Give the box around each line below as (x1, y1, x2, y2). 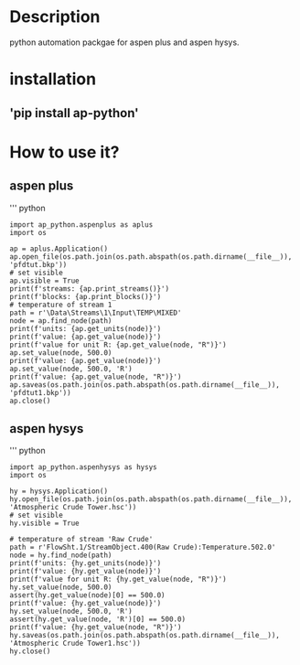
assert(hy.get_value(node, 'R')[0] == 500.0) (9, 615, 186, 624)
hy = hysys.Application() (9, 487, 108, 496)
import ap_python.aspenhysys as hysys (9, 463, 157, 472)
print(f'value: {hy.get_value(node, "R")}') (9, 623, 182, 632)
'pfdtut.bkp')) (9, 260, 68, 269)
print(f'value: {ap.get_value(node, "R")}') (9, 372, 182, 381)
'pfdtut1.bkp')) (9, 388, 71, 397)
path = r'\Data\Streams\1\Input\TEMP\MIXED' (9, 308, 182, 317)
